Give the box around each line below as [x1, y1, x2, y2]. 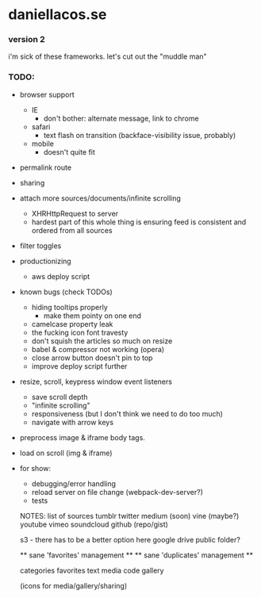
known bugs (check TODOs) [19, 287, 113, 297]
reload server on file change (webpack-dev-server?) [31, 487, 204, 496]
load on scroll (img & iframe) [19, 448, 113, 458]
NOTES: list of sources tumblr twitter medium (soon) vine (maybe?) [19, 511, 240, 520]
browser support [19, 90, 75, 99]
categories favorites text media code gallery [19, 565, 164, 575]
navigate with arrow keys [31, 417, 113, 427]
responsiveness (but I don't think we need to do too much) [31, 408, 224, 418]
